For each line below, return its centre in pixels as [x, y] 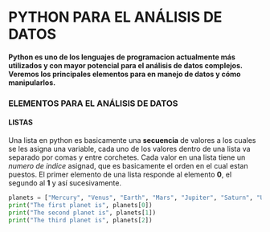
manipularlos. [32, 82]
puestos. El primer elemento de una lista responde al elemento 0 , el [120, 174]
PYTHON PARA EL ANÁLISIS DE [115, 17]
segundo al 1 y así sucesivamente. [65, 183]
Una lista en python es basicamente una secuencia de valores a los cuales [132, 140]
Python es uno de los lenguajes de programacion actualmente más [122, 57]
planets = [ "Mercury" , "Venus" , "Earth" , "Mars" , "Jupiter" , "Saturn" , [131, 197]
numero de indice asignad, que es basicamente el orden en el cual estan [128, 165]
